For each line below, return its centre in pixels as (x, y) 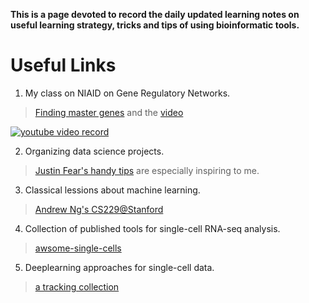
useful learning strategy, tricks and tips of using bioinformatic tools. (155, 25)
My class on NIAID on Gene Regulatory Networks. (127, 93)
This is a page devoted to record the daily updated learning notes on (155, 14)
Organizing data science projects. (94, 151)
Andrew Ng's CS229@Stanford (99, 209)
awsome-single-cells (78, 248)
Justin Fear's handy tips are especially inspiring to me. (147, 170)
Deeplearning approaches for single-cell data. (119, 267)
